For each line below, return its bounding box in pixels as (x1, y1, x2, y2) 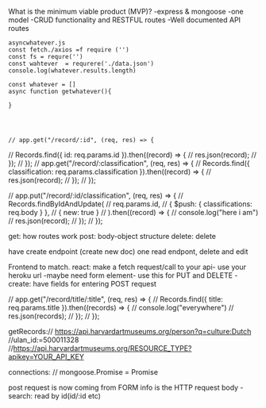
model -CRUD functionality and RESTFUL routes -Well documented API (8, 15, 241, 25)
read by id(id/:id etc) (34, 391, 102, 400)
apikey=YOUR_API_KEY (8, 352, 85, 361)
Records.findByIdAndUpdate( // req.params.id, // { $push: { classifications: (8, 199, 253, 209)
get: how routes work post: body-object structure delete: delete (8, 232, 217, 241)
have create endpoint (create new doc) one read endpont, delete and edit (8, 247, 249, 256)
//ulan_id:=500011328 (8, 335, 79, 344)
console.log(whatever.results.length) (8, 67, 137, 75)
